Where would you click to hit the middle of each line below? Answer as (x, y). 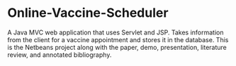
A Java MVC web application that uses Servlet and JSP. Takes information (116, 32)
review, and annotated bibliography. (60, 55)
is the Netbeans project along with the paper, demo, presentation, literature (117, 47)
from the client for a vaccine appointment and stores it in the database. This (118, 39)
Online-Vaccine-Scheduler (88, 13)
